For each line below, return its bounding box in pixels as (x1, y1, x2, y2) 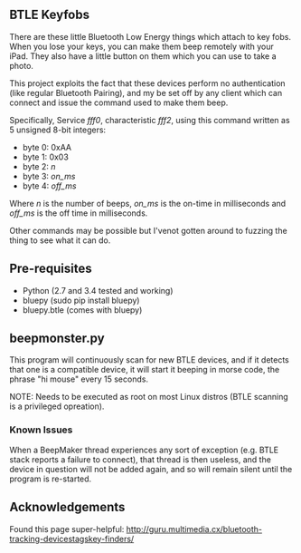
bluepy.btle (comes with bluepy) (22, 304, 143, 315)
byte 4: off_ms (22, 180, 77, 191)
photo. (9, 60, 34, 71)
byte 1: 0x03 (22, 151, 70, 162)
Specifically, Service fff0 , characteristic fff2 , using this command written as (9, 114, 291, 125)
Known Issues (9, 423, 73, 436)
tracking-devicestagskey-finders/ (9, 533, 135, 544)
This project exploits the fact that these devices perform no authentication (9, 77, 287, 89)
